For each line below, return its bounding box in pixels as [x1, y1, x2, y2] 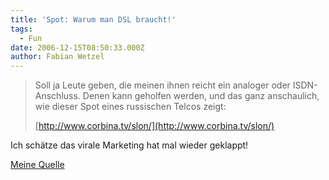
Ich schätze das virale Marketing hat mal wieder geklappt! [10, 139, 249, 151]
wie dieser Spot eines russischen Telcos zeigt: [34, 101, 227, 113]
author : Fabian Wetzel [10, 52, 105, 62]
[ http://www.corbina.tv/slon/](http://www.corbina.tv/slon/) [34, 120, 275, 132]
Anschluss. [34, 90, 81, 102]
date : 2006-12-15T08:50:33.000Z [10, 42, 145, 53]
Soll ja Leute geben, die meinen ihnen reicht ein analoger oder [34, 79, 291, 91]
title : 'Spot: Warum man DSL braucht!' [10, 14, 177, 25]
